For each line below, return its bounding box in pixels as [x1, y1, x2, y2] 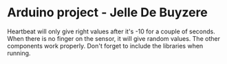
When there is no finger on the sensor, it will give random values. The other [7, 34, 220, 42]
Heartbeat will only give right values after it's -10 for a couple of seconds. [7, 27, 215, 35]
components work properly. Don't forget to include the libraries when [7, 42, 204, 50]
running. [7, 49, 31, 57]
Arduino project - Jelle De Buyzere [7, 5, 208, 20]
